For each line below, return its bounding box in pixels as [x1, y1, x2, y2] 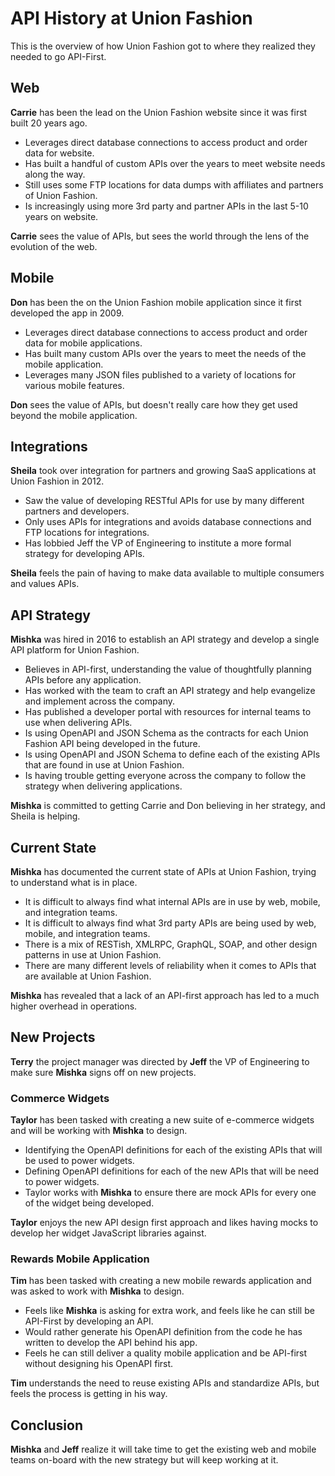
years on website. [24, 210, 99, 222]
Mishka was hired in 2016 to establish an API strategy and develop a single [10, 633, 320, 646]
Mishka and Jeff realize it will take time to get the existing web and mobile [10, 1443, 317, 1456]
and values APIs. [10, 578, 80, 590]
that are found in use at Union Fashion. [24, 759, 185, 771]
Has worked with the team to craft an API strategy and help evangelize [24, 685, 316, 697]
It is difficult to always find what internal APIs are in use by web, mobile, [24, 896, 321, 907]
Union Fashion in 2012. [10, 475, 105, 487]
